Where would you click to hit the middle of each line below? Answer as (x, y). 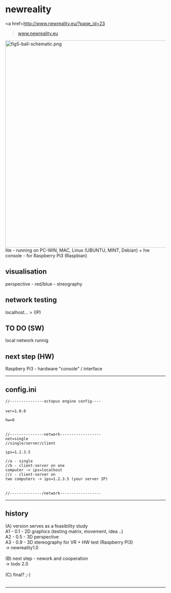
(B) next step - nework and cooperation (47, 558)
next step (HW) (30, 356)
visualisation (26, 272)
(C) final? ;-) (18, 575)
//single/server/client (31, 443)
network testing (31, 300)
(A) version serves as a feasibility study (47, 526)
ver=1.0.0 (16, 411)
